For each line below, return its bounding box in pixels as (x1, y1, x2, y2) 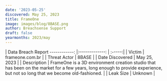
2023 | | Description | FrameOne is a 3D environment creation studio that (5, 59, 156, 65)
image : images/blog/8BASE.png (5, 21, 69, 26)
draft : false (5, 30, 33, 35)
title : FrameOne (5, 16, 39, 21)
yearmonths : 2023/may (5, 35, 51, 40)
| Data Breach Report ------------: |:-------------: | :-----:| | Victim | (5, 48, 144, 55)
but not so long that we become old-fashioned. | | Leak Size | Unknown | (5, 70, 155, 76)
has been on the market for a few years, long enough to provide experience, (5, 64, 163, 70)
